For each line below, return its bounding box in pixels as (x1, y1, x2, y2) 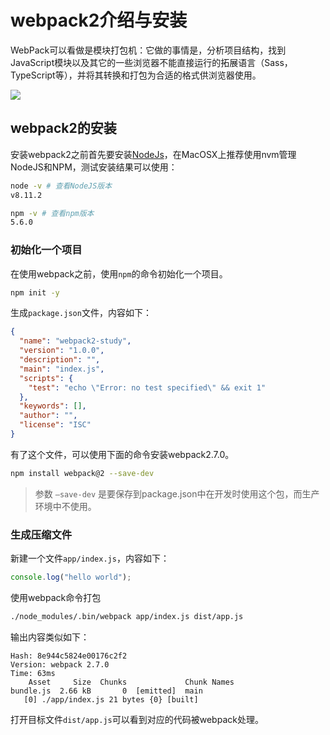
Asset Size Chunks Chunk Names (28, 677, 235, 687)
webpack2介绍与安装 (10, 9, 188, 32)
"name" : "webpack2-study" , (19, 336, 132, 346)
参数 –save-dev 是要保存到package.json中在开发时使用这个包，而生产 (34, 487, 320, 500)
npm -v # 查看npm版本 (10, 208, 95, 218)
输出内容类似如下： (10, 631, 90, 643)
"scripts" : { (19, 373, 74, 383)
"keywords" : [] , (19, 401, 87, 411)
